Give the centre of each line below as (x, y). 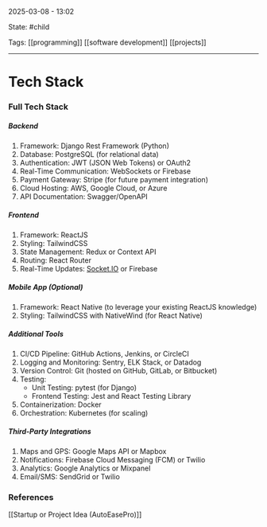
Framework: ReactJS (54, 235)
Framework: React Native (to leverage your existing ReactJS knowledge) (138, 307)
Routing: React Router (55, 260)
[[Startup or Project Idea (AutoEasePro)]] (75, 515)
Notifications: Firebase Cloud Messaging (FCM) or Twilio (112, 459)
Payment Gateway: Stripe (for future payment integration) (114, 180)
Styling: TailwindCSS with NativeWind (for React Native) (111, 316)
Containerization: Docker (60, 404)
